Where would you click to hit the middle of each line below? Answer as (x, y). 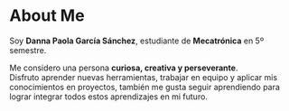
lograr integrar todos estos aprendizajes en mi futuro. (108, 97)
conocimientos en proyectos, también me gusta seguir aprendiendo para (144, 87)
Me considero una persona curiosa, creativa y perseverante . (124, 68)
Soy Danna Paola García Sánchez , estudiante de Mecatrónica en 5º (137, 41)
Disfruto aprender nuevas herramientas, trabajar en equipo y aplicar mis (144, 77)
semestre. (28, 50)
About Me (47, 16)
